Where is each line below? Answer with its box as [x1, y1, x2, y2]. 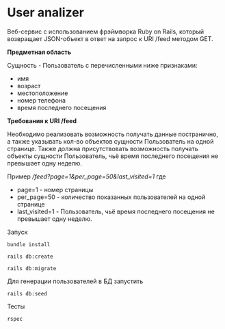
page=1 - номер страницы [16, 185, 94, 194]
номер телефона [16, 96, 66, 104]
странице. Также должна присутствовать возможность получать [7, 144, 198, 153]
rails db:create [7, 253, 53, 260]
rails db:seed [7, 290, 48, 297]
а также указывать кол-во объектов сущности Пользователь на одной [7, 137, 214, 145]
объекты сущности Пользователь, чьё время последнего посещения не [7, 152, 219, 160]
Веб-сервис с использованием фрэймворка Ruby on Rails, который [7, 27, 204, 36]
